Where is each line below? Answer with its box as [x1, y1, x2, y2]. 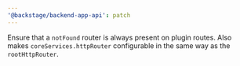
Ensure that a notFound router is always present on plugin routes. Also [7, 33, 232, 42]
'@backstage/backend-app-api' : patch [7, 11, 131, 19]
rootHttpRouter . [7, 49, 60, 58]
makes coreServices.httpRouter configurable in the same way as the [7, 40, 231, 50]
